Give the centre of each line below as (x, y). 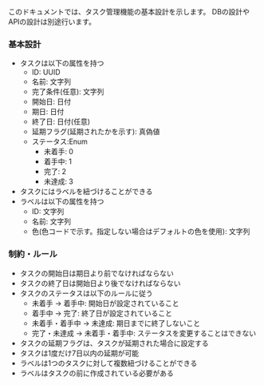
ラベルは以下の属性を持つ (62, 201)
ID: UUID (46, 72)
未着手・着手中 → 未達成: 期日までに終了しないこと (116, 323)
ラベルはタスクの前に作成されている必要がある (97, 373)
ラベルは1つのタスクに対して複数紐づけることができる (108, 363)
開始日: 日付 (51, 101)
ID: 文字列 (48, 212)
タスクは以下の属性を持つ (62, 63)
